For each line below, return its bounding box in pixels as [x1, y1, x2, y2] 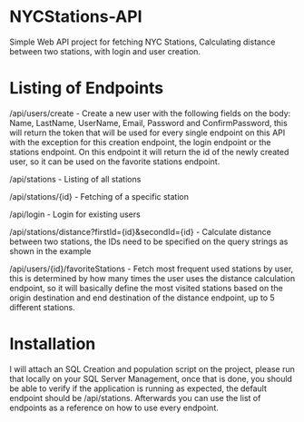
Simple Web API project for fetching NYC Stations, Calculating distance [9, 36, 276, 47]
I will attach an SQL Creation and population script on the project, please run [9, 363, 295, 374]
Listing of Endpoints [9, 78, 164, 99]
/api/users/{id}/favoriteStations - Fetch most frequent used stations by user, [9, 263, 294, 274]
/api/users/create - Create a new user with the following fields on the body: [9, 107, 291, 119]
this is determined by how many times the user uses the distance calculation [9, 272, 296, 283]
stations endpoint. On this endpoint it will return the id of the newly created [9, 146, 289, 157]
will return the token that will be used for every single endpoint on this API [9, 127, 286, 138]
